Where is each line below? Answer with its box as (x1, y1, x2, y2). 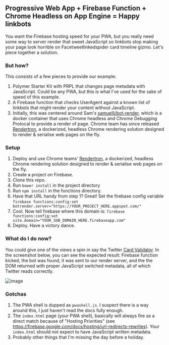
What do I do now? (5, 235, 52, 242)
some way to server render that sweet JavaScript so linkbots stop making (5, 38, 158, 44)
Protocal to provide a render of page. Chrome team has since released (12, 121, 159, 127)
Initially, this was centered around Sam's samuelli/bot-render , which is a (12, 110, 162, 116)
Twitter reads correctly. (5, 268, 54, 274)
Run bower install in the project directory (12, 182, 100, 188)
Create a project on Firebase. (12, 172, 74, 178)
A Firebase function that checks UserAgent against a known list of (12, 100, 150, 106)
